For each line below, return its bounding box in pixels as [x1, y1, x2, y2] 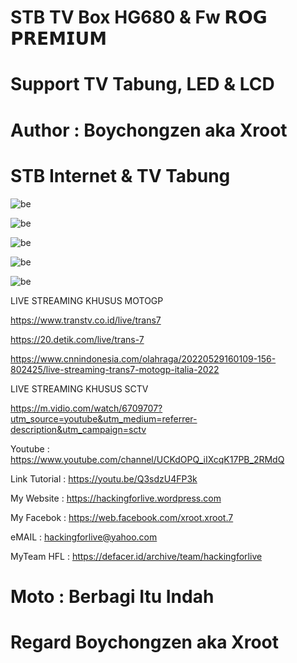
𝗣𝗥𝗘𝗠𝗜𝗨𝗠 [10, 27, 108, 50]
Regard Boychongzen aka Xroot [10, 631, 280, 653]
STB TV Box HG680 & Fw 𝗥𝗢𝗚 [10, 6, 268, 29]
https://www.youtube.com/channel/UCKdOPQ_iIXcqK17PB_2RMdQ [10, 453, 285, 465]
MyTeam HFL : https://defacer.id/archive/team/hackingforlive [10, 550, 263, 562]
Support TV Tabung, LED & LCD [10, 73, 275, 96]
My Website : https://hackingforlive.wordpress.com [10, 492, 222, 504]
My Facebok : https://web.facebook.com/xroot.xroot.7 [10, 511, 234, 523]
